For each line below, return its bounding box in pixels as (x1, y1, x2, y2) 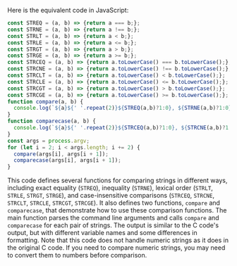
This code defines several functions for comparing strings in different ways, (7, 176, 228, 185)
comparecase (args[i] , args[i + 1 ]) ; (13, 157, 121, 164)
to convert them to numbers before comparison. (7, 251, 147, 260)
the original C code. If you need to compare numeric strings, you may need (7, 243, 226, 252)
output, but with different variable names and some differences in (7, 229, 197, 237)
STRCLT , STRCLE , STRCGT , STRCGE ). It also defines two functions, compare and (7, 198, 221, 207)
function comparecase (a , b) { (7, 118, 97, 125)
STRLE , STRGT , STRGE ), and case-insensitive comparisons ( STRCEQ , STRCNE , (7, 191, 215, 200)
